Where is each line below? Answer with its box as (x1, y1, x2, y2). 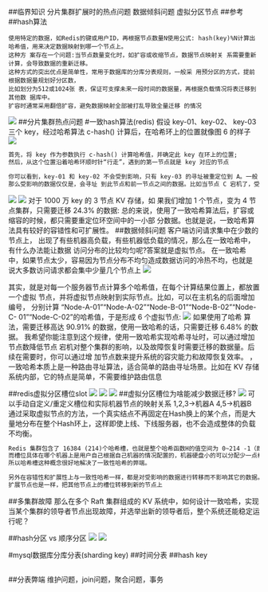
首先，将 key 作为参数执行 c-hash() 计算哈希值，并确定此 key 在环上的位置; (8, 151, 238, 159)
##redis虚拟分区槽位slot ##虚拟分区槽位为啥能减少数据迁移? (8, 389, 237, 398)
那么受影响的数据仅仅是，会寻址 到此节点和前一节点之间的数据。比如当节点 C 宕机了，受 (8, 180, 261, 188)
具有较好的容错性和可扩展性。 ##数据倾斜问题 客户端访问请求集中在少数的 (14, 225, 259, 235)
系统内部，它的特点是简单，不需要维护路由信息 (8, 371, 162, 381)
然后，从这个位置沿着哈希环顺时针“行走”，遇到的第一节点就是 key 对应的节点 (8, 158, 230, 166)
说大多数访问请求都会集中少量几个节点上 (8, 265, 141, 275)
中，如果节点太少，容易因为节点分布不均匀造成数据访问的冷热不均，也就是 (8, 255, 253, 265)
